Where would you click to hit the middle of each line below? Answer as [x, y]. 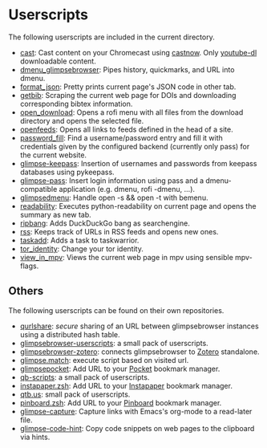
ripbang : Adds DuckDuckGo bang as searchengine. [105, 223]
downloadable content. [58, 61]
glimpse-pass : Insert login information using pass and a [112, 180]
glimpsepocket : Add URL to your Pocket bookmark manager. [120, 369]
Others [26, 291]
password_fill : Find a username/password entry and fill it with [121, 137]
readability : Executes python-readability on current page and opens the [138, 206]
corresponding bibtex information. [76, 104]
